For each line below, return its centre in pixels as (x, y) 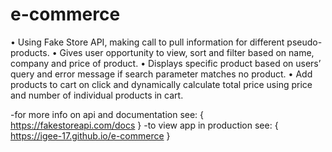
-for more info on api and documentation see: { (107, 114)
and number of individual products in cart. (97, 95)
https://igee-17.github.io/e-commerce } (90, 135)
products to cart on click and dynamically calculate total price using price (161, 84)
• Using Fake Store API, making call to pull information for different (147, 42)
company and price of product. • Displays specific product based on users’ (166, 63)
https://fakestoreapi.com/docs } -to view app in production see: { (144, 125)
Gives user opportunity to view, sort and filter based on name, (187, 52)
